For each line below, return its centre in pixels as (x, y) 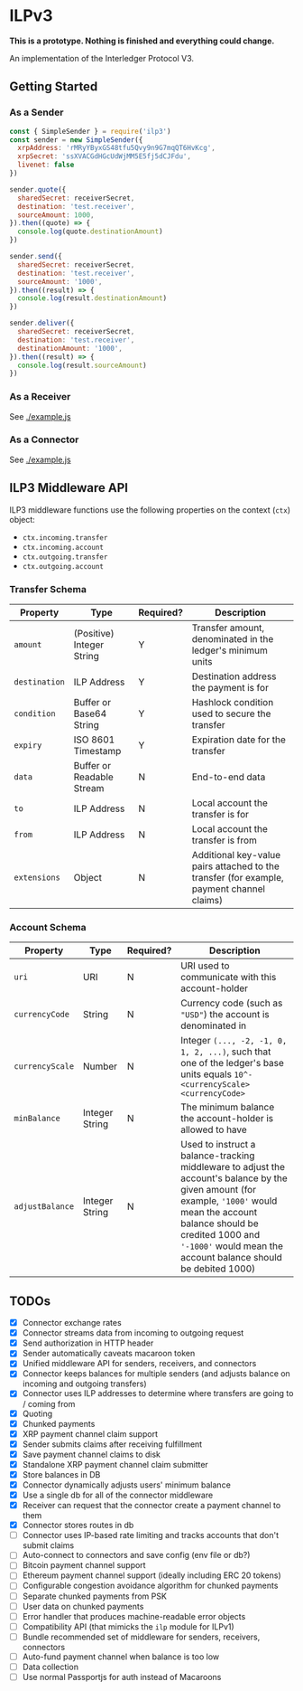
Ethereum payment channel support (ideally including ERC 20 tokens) (151, 1575)
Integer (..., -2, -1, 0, (234, 1041)
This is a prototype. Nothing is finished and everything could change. (142, 41)
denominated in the (233, 638)
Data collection (50, 1667)
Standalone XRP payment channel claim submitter (115, 1464)
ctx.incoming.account (63, 547)
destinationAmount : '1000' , (70, 348)
